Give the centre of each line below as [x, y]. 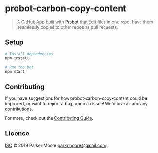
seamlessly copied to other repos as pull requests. [67, 27]
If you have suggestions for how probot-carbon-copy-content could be [76, 98]
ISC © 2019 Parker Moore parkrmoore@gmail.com [56, 145]
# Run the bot [19, 67]
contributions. [19, 109]
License [17, 134]
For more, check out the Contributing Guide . [49, 118]
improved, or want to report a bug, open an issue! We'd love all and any [77, 104]
